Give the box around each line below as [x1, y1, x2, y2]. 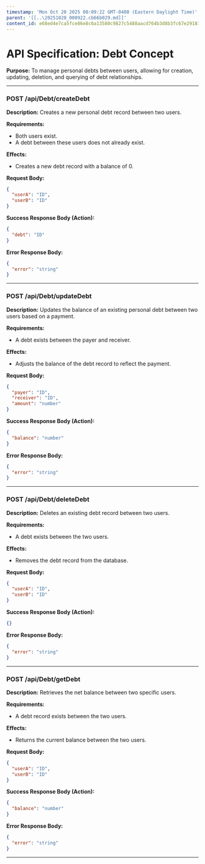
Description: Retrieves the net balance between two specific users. [6, 688, 177, 696]
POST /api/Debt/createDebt [6, 94, 90, 103]
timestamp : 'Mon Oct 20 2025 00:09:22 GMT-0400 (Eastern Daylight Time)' [6, 9, 198, 15]
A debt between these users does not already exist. [15, 138, 145, 146]
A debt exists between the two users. [15, 533, 109, 540]
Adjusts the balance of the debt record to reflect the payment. [15, 359, 171, 367]
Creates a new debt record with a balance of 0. [15, 162, 134, 170]
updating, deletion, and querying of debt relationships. [6, 73, 143, 81]
